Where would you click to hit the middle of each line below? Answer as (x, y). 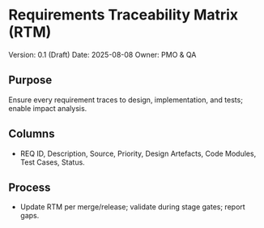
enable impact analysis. (48, 108)
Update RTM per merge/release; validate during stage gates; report (132, 207)
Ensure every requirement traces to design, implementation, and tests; (126, 100)
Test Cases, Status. (52, 162)
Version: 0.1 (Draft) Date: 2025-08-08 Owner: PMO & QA (102, 54)
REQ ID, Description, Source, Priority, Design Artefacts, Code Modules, (138, 153)
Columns (32, 134)
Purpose (30, 80)
